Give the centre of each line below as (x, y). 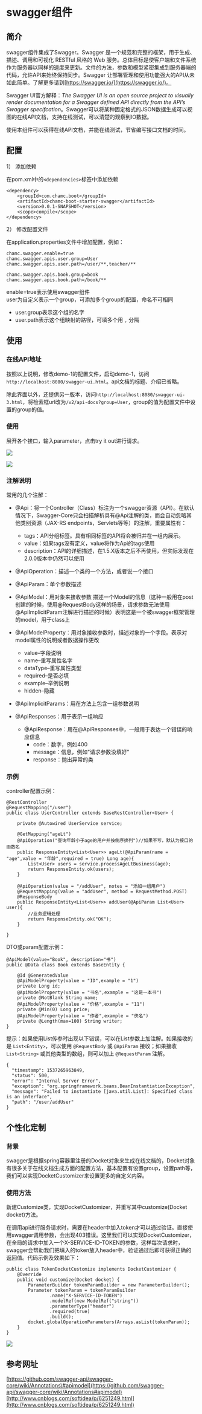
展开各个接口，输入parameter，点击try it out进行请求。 (74, 441)
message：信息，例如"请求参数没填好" (81, 752)
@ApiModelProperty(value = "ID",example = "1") (78, 981)
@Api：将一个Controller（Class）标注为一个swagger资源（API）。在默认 (105, 508)
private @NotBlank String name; (58, 998)
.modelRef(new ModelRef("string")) (94, 1301)
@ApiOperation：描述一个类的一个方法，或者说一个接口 (84, 572)
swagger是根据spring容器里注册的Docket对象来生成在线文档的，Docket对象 (101, 1161)
